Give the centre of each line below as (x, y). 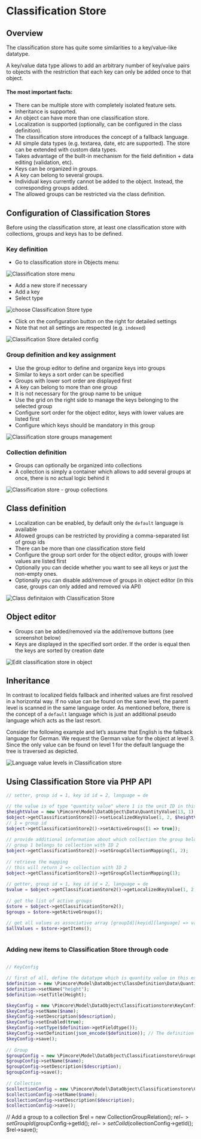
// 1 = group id (26, 823)
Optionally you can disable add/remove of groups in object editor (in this (104, 580)
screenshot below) (38, 637)
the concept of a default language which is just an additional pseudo (91, 714)
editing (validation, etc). (44, 162)
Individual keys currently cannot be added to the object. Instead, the (99, 181)
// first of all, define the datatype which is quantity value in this (97, 978)
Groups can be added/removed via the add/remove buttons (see (94, 631)
